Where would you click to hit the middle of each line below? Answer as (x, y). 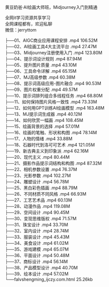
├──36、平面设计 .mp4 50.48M (37, 255)
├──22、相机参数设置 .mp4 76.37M (41, 169)
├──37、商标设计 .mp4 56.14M (36, 261)
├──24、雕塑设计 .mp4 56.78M (37, 182)
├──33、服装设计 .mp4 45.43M (37, 237)
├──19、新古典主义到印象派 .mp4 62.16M (47, 151)
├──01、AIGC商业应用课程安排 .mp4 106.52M (51, 40)
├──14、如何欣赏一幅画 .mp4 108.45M (44, 120)
